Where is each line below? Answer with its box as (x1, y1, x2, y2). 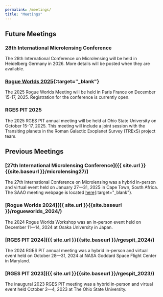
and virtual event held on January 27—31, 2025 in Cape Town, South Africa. (5, 184, 158, 191)
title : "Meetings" (5, 12, 43, 17)
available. (5, 66, 24, 72)
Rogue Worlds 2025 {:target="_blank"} (5, 78, 99, 85)
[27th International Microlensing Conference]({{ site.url (5, 162, 140, 169)
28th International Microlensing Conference (5, 44, 112, 51)
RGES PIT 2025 (5, 106, 42, 113)
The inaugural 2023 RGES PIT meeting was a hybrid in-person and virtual (5, 281, 153, 287)
